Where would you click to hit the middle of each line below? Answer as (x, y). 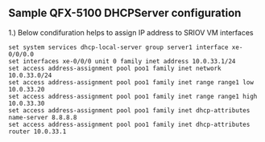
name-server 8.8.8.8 (43, 117)
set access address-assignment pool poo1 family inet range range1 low (131, 82)
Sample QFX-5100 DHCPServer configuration (125, 13)
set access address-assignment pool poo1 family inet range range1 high (133, 96)
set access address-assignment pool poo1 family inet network (115, 68)
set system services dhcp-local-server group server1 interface (118, 47)
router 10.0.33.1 (37, 132)
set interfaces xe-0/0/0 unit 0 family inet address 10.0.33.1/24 (122, 61)
